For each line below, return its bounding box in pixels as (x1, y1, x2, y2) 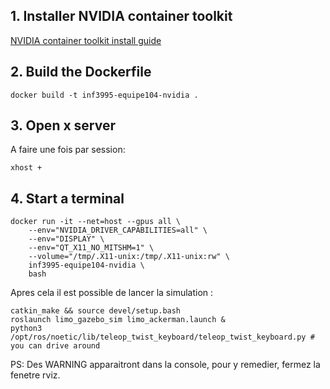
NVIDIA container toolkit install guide (10, 34, 162, 46)
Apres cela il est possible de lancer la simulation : (10, 287, 214, 299)
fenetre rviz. (10, 369, 61, 381)
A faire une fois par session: (10, 144, 126, 156)
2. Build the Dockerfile (10, 64, 152, 81)
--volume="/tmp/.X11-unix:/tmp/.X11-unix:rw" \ (28, 252, 230, 262)
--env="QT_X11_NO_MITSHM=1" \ (28, 243, 155, 253)
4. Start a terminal (10, 190, 125, 207)
